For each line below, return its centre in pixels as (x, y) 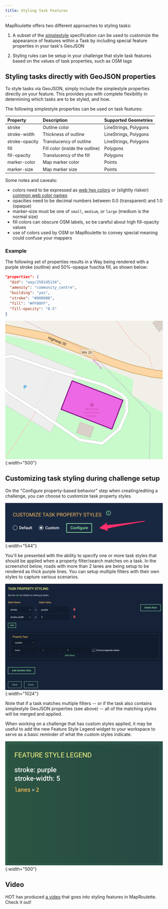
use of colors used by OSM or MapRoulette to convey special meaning (85, 233)
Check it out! (18, 902)
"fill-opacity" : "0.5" (33, 309)
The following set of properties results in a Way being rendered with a (77, 262)
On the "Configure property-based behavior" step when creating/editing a (81, 491)
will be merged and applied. (34, 714)
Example (16, 251)
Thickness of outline (64, 134)
